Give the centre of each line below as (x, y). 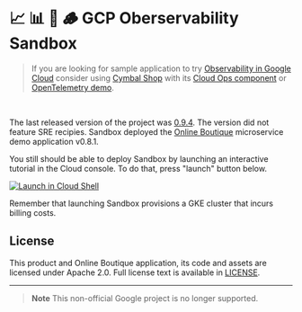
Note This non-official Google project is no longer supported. (145, 298)
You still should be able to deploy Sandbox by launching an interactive (139, 158)
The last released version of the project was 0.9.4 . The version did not (139, 122)
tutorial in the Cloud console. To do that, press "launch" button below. (138, 168)
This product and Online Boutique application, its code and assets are (138, 263)
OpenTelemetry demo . (72, 87)
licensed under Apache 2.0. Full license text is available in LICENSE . (135, 272)
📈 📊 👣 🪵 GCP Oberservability (124, 18)
